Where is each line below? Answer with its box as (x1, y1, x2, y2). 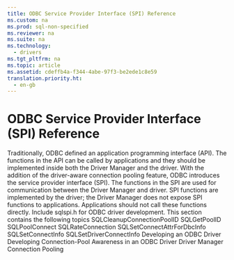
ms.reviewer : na (7, 29, 54, 37)
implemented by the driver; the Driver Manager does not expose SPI (7, 193, 203, 202)
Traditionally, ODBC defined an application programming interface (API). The (7, 149, 227, 157)
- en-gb (13, 81, 36, 88)
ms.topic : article (7, 62, 61, 69)
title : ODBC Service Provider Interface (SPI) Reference (7, 10, 176, 17)
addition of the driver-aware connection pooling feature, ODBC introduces (7, 171, 220, 179)
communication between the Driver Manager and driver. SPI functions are (7, 186, 219, 195)
